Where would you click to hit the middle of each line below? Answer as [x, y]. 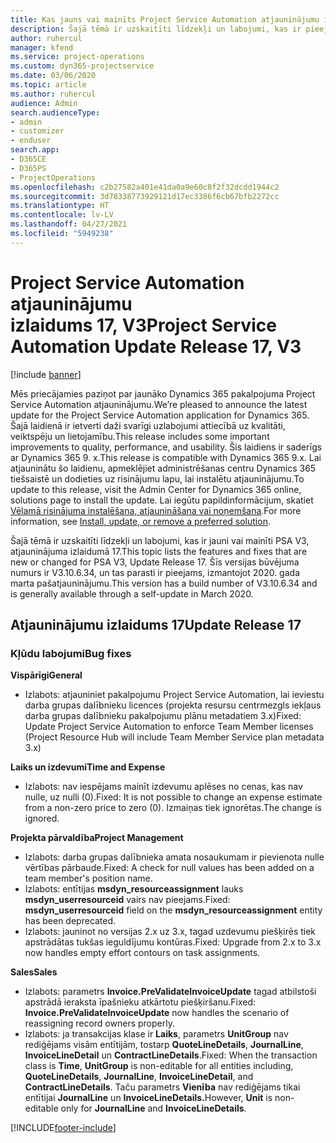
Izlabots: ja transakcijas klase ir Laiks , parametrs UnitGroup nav [156, 1034]
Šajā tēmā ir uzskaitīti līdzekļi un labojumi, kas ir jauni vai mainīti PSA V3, [160, 540]
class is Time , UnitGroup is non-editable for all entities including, [159, 1066]
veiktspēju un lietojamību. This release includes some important [140, 436]
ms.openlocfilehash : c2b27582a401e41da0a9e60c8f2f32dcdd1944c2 [145, 187]
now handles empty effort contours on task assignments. [142, 953]
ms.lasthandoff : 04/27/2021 [69, 224]
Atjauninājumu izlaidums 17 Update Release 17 [156, 625]
